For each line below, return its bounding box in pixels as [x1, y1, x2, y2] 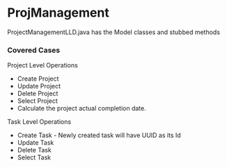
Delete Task [17, 146, 52, 154]
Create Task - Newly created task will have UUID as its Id [17, 131, 181, 140]
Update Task [17, 138, 54, 147]
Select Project [17, 97, 58, 105]
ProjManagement [7, 5, 109, 21]
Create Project [17, 74, 59, 83]
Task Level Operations [7, 118, 72, 126]
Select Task [17, 153, 51, 161]
